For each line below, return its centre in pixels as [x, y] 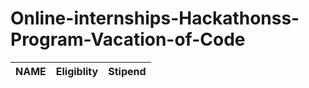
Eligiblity [77, 71]
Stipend [127, 71]
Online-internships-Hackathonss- [155, 18]
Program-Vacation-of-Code [128, 39]
